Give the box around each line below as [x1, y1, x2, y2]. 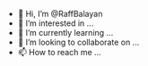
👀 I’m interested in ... [17, 18, 94, 29]
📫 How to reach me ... [17, 47, 101, 57]
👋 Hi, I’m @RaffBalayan [17, 9, 103, 19]
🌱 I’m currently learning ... [17, 28, 114, 37]
